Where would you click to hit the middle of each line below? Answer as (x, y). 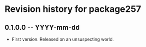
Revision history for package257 (73, 9)
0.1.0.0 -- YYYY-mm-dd (42, 27)
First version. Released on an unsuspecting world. (63, 39)
